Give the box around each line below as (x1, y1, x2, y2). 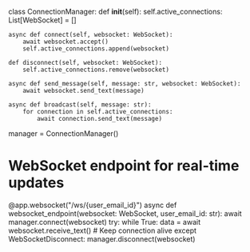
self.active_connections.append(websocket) (22, 45, 170, 53)
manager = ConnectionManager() (8, 129, 119, 138)
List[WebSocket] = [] (8, 15, 77, 25)
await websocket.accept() (22, 38, 109, 46)
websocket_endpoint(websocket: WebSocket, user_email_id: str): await (8, 208, 242, 218)
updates (8, 174, 65, 192)
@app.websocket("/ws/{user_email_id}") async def (8, 200, 177, 210)
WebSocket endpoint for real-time (8, 157, 240, 175)
